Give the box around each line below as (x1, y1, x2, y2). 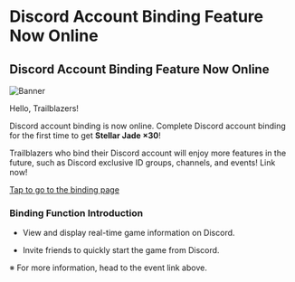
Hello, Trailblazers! (9, 103, 80, 114)
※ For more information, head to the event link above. (9, 262, 208, 273)
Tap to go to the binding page (9, 184, 120, 195)
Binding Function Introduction (9, 206, 143, 219)
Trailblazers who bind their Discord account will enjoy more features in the (9, 147, 287, 158)
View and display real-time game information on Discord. (22, 228, 235, 239)
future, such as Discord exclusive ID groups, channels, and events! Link (9, 157, 276, 168)
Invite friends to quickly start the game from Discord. (22, 245, 220, 256)
